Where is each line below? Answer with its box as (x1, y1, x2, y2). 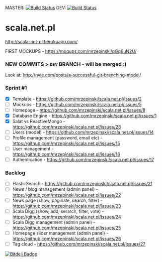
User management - (12, 145, 54, 151)
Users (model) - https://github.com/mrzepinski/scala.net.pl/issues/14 (12, 129, 154, 135)
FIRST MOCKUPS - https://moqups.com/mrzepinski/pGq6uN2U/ (5, 48, 137, 54)
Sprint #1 (5, 85, 27, 92)
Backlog (5, 169, 26, 176)
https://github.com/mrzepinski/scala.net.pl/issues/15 (12, 140, 120, 146)
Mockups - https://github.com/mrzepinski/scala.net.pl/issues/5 (12, 101, 142, 107)
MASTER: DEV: (5, 5, 66, 10)
